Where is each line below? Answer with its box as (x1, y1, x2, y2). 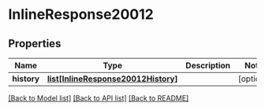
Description (185, 60, 231, 71)
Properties (8, 37, 62, 50)
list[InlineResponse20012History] (47, 73, 178, 84)
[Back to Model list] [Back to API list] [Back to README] (8, 93, 189, 103)
